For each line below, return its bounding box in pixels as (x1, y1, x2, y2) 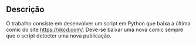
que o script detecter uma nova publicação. (6, 32, 111, 39)
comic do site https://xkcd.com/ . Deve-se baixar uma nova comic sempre (6, 26, 184, 33)
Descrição (6, 5, 45, 14)
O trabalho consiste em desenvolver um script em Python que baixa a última (6, 20, 191, 27)
